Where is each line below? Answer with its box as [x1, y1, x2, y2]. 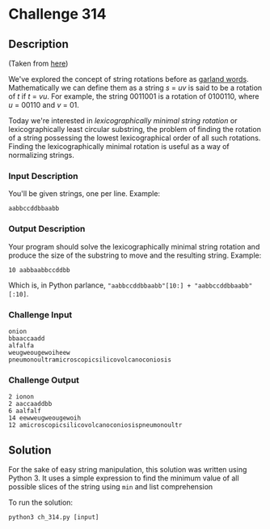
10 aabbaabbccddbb [8, 266, 70, 274]
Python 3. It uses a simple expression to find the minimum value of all [8, 473, 240, 483]
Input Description [8, 170, 78, 181]
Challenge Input [8, 309, 73, 320]
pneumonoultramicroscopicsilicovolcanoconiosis [8, 356, 172, 364]
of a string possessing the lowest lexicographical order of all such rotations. [8, 133, 261, 143]
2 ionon [8, 393, 35, 401]
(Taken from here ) [8, 58, 69, 68]
